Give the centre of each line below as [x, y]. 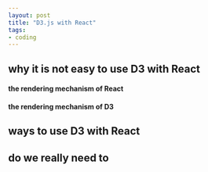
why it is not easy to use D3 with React [104, 68]
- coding [22, 37]
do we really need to [58, 158]
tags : [17, 30]
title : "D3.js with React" [52, 23]
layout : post [29, 15]
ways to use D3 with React [74, 131]
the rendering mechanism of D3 [61, 106]
